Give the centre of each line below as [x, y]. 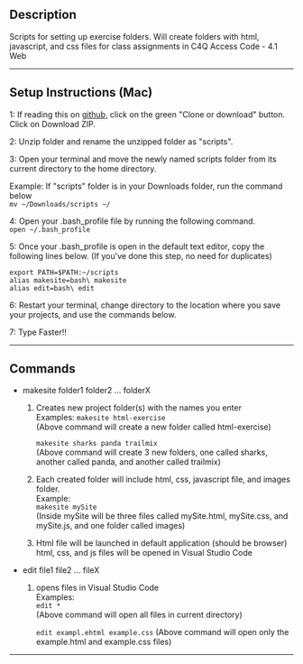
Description [43, 15]
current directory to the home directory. [83, 168]
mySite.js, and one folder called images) [110, 526]
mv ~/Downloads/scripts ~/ [60, 204]
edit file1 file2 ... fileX [61, 570]
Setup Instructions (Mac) [81, 92]
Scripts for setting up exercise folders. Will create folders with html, [134, 36]
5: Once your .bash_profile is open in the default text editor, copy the [137, 246]
